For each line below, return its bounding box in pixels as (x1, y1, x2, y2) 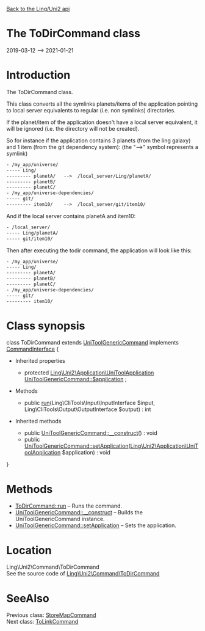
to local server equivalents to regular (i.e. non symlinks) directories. (6, 106, 176, 114)
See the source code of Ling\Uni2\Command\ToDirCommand (6, 570, 160, 577)
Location (6, 543, 52, 557)
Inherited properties (15, 357, 65, 365)
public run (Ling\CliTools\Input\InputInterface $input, (24, 399, 156, 407)
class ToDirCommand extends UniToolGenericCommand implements (6, 339, 179, 346)
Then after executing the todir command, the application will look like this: (6, 247, 192, 254)
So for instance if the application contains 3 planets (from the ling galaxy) (6, 137, 191, 144)
